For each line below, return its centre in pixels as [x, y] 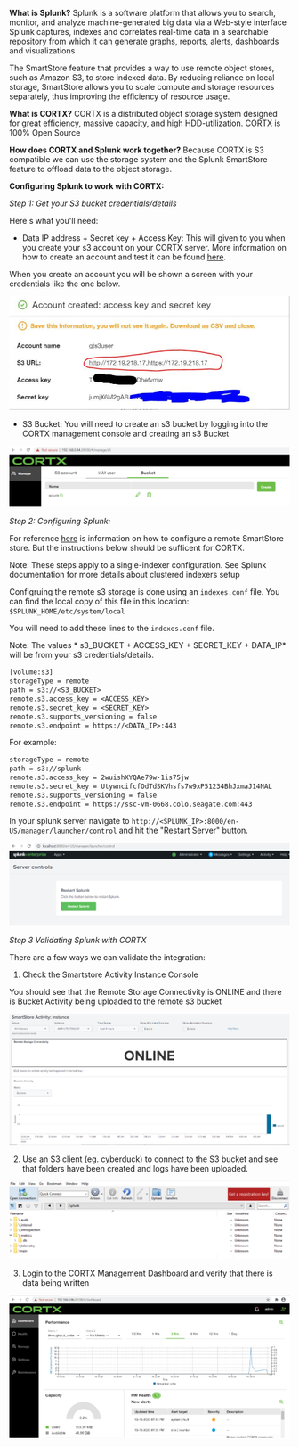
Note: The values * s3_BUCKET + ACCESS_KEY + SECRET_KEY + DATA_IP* [148, 645]
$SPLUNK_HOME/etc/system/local [67, 612]
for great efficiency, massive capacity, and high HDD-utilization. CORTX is [145, 123]
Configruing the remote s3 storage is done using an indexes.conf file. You [145, 592]
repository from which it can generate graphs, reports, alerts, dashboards [144, 41]
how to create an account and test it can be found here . [124, 257]
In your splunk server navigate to [69, 821]
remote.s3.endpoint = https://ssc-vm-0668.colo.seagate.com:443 [131, 805]
